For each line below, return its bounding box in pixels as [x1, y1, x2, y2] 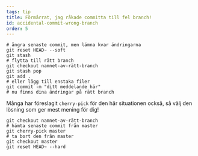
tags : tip [6, 8, 31, 15]
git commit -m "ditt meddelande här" [6, 84, 101, 90]
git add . [6, 73, 31, 80]
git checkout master [6, 139, 58, 145]
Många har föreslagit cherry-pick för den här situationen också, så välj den [6, 100, 193, 107]
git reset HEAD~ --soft [6, 47, 66, 53]
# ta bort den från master [6, 133, 74, 140]
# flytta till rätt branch [6, 58, 74, 64]
